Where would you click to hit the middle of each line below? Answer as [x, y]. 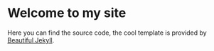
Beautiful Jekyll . [31, 40]
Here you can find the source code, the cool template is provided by [107, 33]
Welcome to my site [67, 13]
